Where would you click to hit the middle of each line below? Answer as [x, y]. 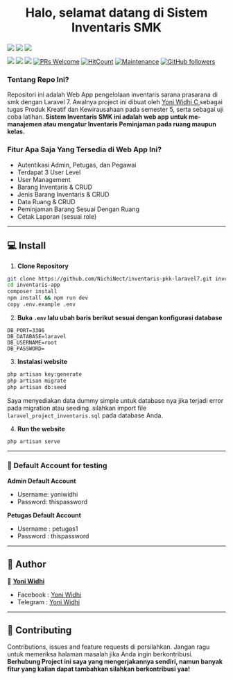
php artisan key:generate [44, 374]
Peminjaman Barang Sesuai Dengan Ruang [78, 209]
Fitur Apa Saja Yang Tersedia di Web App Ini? [84, 149]
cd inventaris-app [34, 285]
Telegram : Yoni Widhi [49, 602]
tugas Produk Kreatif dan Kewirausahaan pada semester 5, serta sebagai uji [115, 110]
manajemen [25, 124]
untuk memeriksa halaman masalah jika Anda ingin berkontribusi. [100, 654]
